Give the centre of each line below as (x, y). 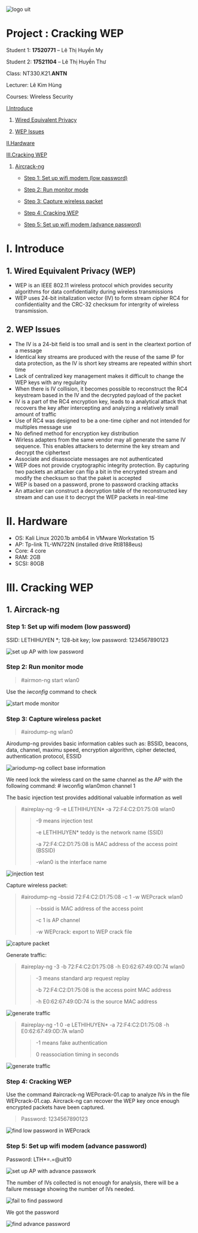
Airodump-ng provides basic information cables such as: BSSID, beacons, (97, 743)
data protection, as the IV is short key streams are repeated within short (103, 363)
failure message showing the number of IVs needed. (71, 1189)
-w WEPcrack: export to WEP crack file (84, 932)
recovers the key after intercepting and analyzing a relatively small (97, 407)
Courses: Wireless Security (40, 97)
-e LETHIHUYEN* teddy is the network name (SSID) (99, 832)
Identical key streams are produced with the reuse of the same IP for (99, 356)
